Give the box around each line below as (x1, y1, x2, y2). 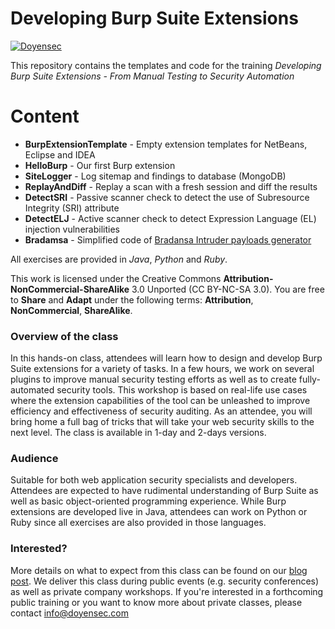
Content (10, 105, 80, 128)
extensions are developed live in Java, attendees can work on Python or (10, 506, 308, 518)
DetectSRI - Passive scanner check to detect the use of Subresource (24, 191, 310, 203)
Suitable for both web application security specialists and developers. (10, 474, 298, 486)
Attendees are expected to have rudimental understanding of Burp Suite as (10, 485, 319, 497)
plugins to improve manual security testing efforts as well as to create (10, 373, 297, 386)
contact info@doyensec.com (10, 607, 130, 619)
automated (10, 384, 55, 396)
